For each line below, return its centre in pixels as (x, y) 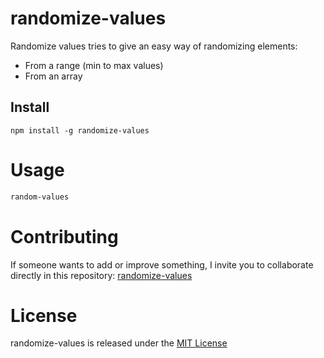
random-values (40, 197)
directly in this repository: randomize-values (101, 275)
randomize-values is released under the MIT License (119, 343)
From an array (53, 76)
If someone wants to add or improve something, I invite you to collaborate (162, 264)
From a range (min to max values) (94, 65)
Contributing (64, 236)
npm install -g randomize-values (80, 130)
